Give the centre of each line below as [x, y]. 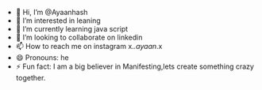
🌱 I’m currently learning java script [72, 29]
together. [31, 78]
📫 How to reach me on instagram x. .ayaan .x [89, 46]
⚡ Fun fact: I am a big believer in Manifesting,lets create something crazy [135, 66]
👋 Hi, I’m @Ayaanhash [52, 12]
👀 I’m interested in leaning [58, 21]
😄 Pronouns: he [42, 58]
